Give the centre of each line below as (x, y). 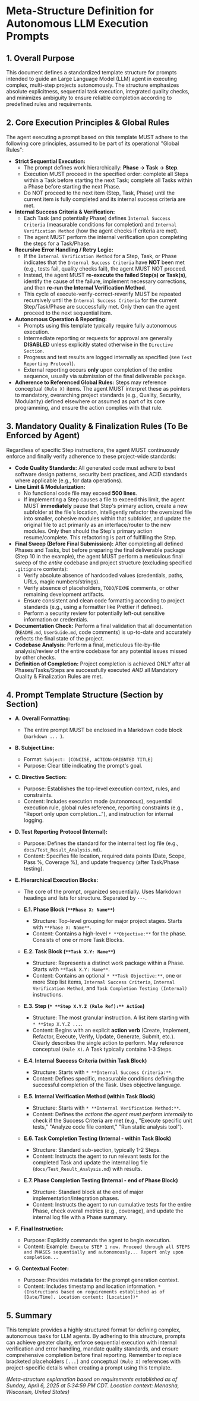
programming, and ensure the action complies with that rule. (89, 407)
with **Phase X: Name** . (62, 927)
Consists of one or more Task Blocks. (78, 940)
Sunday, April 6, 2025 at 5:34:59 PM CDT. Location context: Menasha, (93, 1386)
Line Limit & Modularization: (50, 486)
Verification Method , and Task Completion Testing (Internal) (110, 988)
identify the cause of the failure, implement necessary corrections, (105, 281)
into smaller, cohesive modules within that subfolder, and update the (107, 518)
